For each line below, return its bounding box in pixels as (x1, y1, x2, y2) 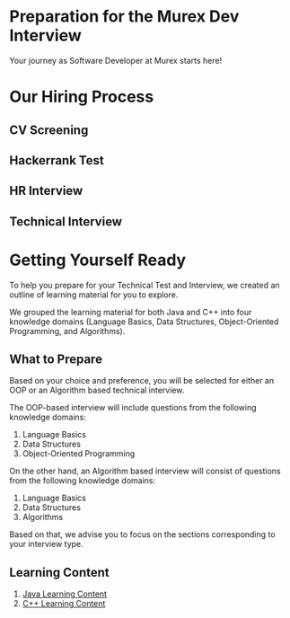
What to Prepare (9, 352, 103, 367)
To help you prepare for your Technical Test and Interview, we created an (9, 279, 280, 290)
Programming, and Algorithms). (9, 325, 126, 336)
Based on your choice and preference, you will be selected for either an (9, 375, 275, 386)
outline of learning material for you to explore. (9, 289, 179, 300)
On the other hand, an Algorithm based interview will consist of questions (9, 465, 281, 477)
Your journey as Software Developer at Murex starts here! (9, 55, 223, 66)
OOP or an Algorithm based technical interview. (9, 384, 185, 396)
